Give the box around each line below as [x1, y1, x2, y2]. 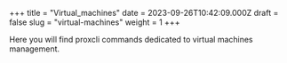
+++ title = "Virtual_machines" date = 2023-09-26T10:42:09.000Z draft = [9, 8, 279, 18]
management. [9, 43, 60, 54]
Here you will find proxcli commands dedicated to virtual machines [9, 35, 253, 44]
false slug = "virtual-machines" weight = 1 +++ [9, 17, 180, 28]
